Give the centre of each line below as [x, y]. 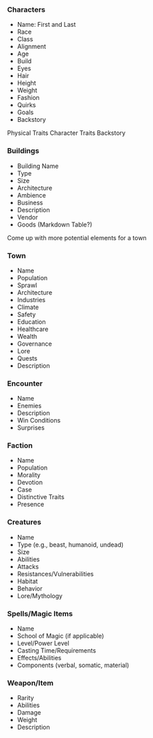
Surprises [31, 428]
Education [31, 321]
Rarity [25, 698]
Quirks [26, 105]
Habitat [27, 581]
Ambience [32, 195]
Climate [28, 307]
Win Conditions [39, 421]
